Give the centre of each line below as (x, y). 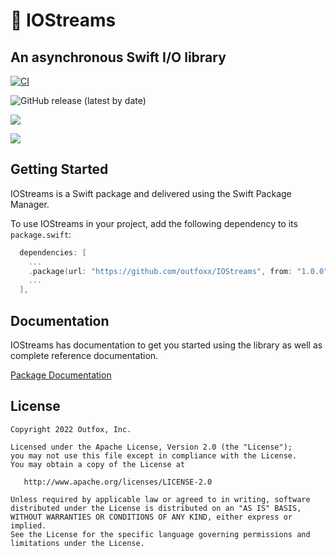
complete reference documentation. (84, 355)
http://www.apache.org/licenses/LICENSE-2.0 (118, 482)
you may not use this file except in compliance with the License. (154, 455)
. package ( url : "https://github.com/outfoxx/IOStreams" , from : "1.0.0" (178, 271)
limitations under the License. (77, 543)
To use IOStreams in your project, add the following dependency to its (154, 223)
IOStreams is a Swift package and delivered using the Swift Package (151, 193)
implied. (28, 525)
